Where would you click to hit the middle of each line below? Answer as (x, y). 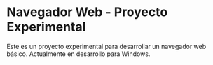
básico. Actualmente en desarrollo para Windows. (78, 54)
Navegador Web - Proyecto (87, 12)
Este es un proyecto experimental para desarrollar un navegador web (106, 46)
